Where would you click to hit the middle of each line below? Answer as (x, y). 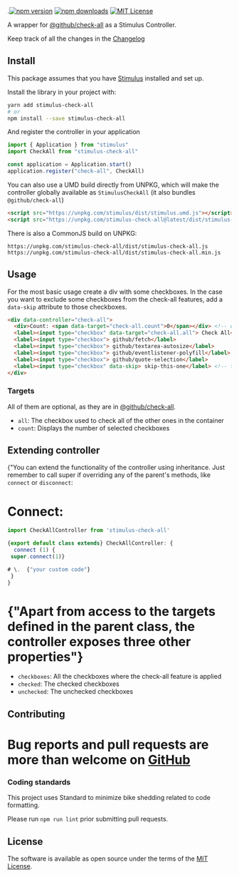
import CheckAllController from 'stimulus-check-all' (89, 530)
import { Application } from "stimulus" (68, 145)
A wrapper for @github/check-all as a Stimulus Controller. (92, 25)
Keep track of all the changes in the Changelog (76, 39)
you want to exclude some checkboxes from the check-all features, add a (115, 299)
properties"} (46, 657)
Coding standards (39, 782)
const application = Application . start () (70, 165)
